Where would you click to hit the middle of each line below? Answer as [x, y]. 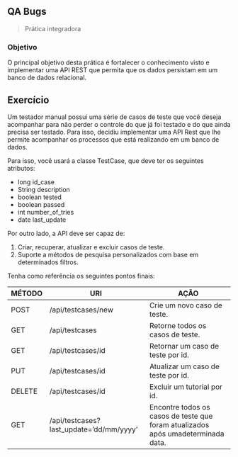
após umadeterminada [187, 434]
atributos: [21, 168]
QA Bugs [27, 12]
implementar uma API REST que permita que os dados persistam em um [113, 70]
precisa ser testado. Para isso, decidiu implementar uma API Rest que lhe [114, 132]
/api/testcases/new [81, 310]
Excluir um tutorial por [186, 387]
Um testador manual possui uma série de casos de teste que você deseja [114, 117]
